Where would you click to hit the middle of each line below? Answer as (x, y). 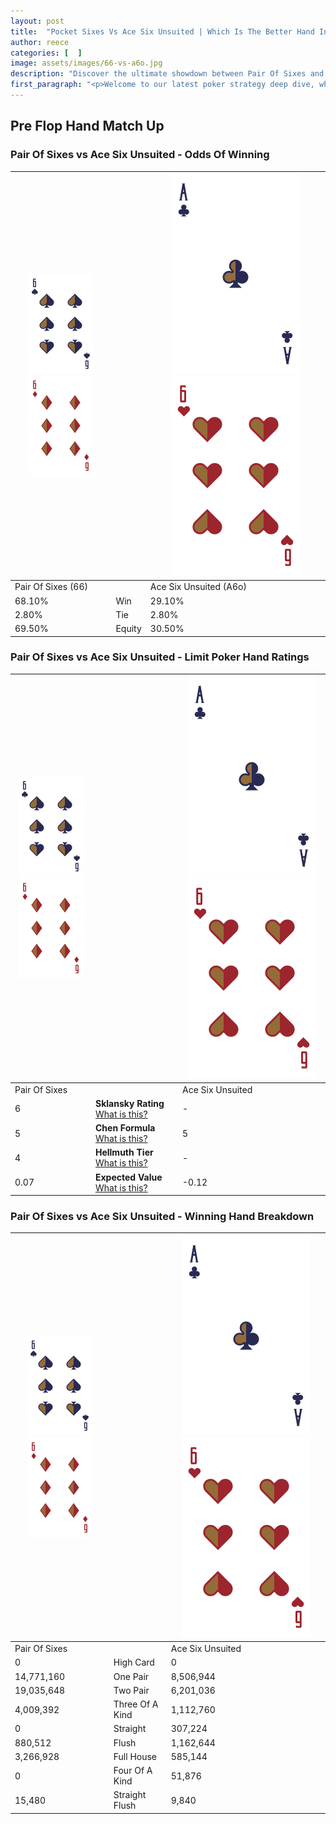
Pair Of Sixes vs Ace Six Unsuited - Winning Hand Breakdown (162, 1217)
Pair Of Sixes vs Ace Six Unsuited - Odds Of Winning (140, 155)
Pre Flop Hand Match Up (87, 126)
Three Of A (136, 1704)
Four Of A (133, 1771)
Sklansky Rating (129, 1103)
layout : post (37, 21)
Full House (135, 1756)
